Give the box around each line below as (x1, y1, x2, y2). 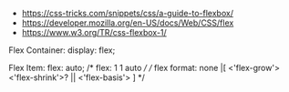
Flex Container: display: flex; (8, 45, 116, 56)
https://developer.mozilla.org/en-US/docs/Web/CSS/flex (21, 17, 234, 28)
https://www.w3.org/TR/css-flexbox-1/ (21, 27, 168, 37)
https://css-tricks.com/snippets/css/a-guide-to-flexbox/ (21, 8, 234, 18)
